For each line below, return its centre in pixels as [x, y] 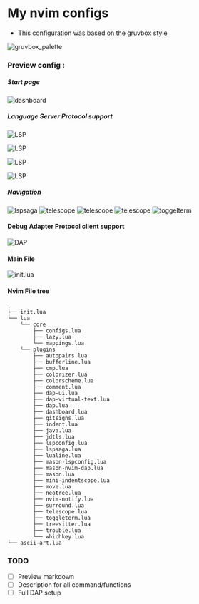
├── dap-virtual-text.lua [72, 400]
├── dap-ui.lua [56, 394]
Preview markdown [46, 576]
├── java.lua [52, 431]
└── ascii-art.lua [35, 543]
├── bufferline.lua [62, 362]
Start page [24, 82]
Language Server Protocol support [60, 116]
